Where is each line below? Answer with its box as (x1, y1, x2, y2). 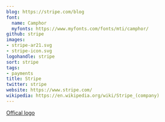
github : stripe (6, 31, 44, 37)
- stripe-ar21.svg (6, 43, 52, 49)
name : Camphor (11, 20, 47, 26)
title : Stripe (6, 76, 42, 82)
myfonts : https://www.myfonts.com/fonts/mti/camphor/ (11, 25, 149, 32)
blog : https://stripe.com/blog (6, 8, 85, 15)
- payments (6, 70, 34, 76)
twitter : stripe (6, 82, 47, 88)
